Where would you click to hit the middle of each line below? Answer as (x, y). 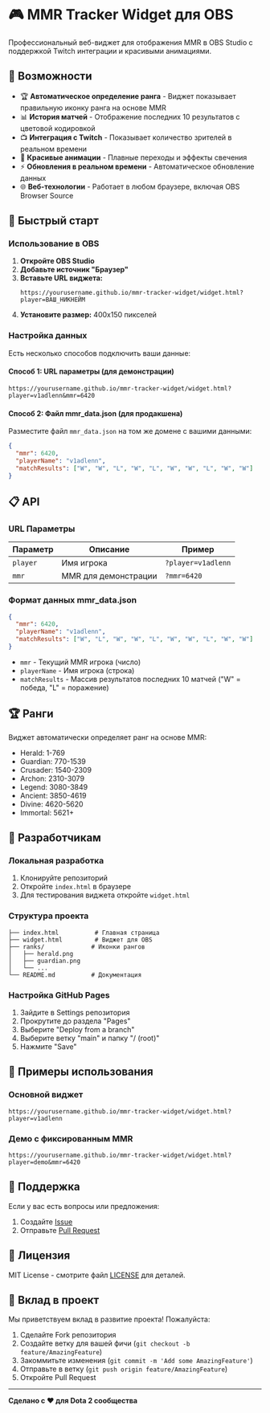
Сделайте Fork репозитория (68, 1335)
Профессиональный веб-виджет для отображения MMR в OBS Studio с (131, 42)
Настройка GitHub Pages (59, 994)
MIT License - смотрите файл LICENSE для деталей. (97, 1275)
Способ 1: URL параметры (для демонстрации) (91, 372)
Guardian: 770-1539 (53, 761)
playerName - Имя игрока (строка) (77, 670)
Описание (109, 549)
